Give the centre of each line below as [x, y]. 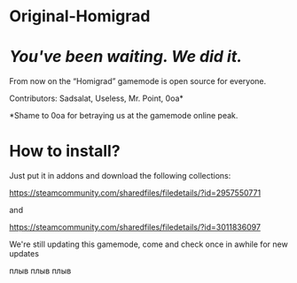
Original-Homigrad [80, 16]
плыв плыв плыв [40, 271]
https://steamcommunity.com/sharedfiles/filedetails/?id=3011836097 [135, 227]
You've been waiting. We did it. [126, 57]
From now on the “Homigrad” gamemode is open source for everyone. [138, 81]
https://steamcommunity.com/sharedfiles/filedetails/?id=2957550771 [135, 193]
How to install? [65, 151]
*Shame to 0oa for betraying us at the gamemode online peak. [124, 116]
